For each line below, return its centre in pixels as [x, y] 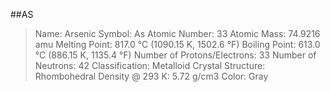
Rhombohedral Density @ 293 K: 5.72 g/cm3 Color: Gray [151, 76]
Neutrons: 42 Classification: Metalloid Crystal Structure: [150, 65]
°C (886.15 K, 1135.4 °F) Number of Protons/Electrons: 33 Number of [175, 55]
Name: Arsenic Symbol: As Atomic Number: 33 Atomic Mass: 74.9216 [177, 33]
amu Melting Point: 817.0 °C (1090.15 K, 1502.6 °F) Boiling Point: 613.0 [177, 44]
